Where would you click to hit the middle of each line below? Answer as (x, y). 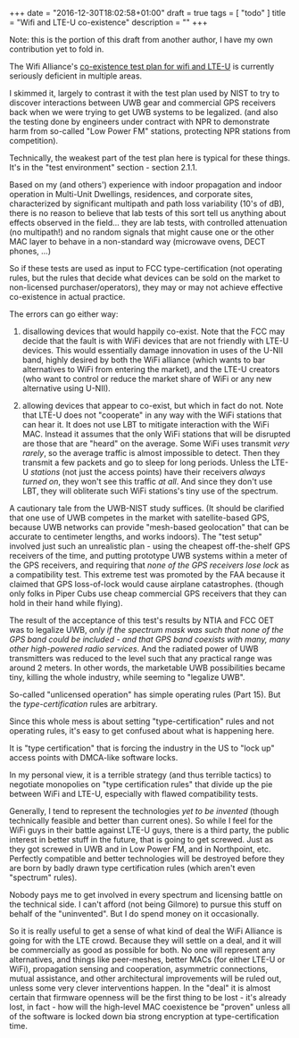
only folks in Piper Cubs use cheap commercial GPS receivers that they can (148, 594)
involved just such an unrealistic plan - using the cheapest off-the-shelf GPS (150, 546)
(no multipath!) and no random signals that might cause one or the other (142, 232)
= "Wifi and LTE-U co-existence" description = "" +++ (108, 22)
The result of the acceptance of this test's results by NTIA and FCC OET (142, 620)
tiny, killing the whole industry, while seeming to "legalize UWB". (127, 677)
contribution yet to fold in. (57, 49)
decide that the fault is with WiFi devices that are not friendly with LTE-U (155, 341)
